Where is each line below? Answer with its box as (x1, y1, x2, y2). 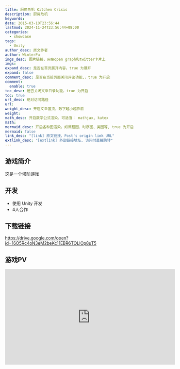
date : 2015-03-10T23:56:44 (5, 20, 60, 26)
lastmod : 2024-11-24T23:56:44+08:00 (5, 25, 79, 30)
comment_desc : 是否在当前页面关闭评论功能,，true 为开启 (5, 75, 110, 80)
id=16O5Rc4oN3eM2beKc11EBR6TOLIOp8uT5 (5, 240, 97, 246)
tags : (5, 39, 16, 44)
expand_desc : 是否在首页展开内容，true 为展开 (5, 66, 91, 71)
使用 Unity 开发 (12, 200, 43, 206)
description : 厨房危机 (5, 12, 48, 17)
